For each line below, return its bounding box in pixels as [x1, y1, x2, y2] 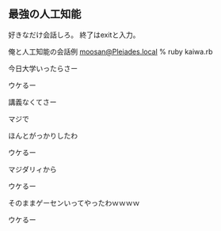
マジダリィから [8, 165, 57, 174]
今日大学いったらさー [8, 63, 78, 73]
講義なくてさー [8, 97, 57, 107]
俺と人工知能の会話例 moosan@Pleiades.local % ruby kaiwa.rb [8, 47, 213, 56]
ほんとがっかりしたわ [8, 131, 78, 140]
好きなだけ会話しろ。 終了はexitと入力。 [8, 30, 140, 40]
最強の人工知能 [8, 7, 82, 21]
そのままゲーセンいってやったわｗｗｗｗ [8, 198, 140, 207]
